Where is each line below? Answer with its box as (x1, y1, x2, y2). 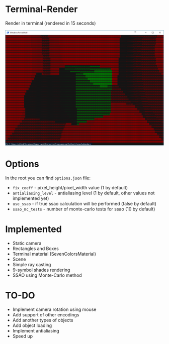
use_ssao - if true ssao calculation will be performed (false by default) (12, 201, 157, 207)
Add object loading (12, 322, 52, 328)
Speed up (12, 333, 33, 339)
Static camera (12, 240, 42, 247)
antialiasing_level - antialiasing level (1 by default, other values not (12, 190, 155, 196)
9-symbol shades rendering (12, 267, 70, 273)
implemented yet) (12, 195, 49, 201)
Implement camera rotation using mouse (12, 306, 97, 312)
